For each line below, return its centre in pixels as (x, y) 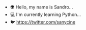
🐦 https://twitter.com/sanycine (43, 22)
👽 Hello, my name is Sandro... (41, 7)
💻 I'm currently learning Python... (46, 14)
